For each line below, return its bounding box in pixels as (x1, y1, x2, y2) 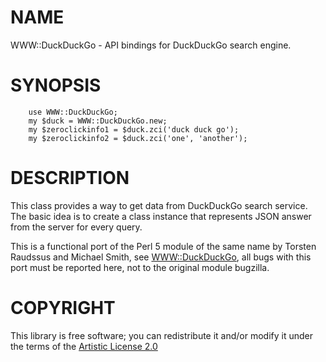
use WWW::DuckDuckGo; (28, 107, 118, 117)
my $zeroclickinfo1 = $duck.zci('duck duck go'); (28, 124, 240, 135)
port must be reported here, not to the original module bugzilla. (10, 261, 270, 273)
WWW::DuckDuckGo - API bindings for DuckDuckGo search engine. (10, 39, 292, 51)
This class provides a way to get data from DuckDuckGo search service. (10, 199, 308, 211)
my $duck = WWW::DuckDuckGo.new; (28, 116, 168, 126)
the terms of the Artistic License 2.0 (10, 340, 158, 352)
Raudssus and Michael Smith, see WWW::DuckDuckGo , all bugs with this (10, 251, 312, 263)
